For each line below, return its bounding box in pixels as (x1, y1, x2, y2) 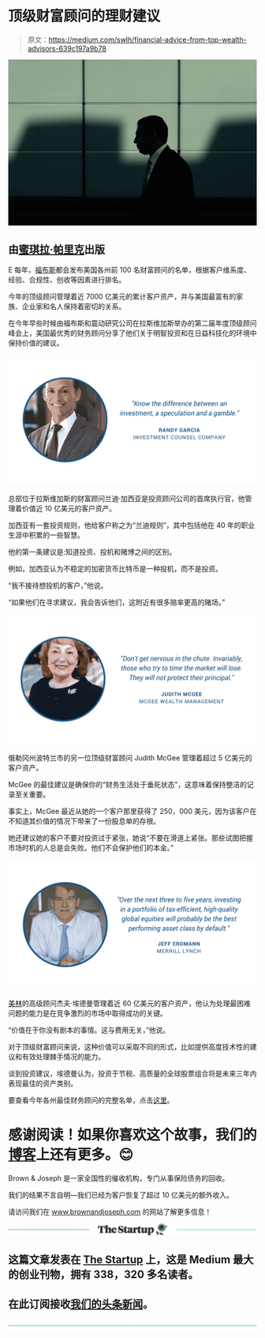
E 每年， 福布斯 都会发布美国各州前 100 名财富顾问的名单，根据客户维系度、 (8, 266, 251, 275)
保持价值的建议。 (8, 338, 64, 348)
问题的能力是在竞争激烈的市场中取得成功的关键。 (8, 1008, 167, 1018)
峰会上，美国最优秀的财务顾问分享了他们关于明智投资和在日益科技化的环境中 (8, 329, 257, 338)
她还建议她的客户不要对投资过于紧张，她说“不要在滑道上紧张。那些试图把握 (8, 833, 254, 842)
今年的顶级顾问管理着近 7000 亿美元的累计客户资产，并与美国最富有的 (8, 292, 237, 301)
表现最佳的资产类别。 (8, 1078, 77, 1087)
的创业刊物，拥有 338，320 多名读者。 (8, 1268, 199, 1281)
